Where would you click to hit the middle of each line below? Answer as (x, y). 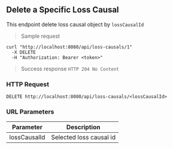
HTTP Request (28, 84)
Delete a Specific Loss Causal (63, 10)
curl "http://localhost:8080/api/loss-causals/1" (69, 47)
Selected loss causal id (83, 138)
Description (83, 127)
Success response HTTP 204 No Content (70, 68)
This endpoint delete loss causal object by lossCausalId (75, 24)
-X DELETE (24, 52)
